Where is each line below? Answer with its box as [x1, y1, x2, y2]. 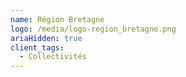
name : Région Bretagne [10, 14, 105, 25]
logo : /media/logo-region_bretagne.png [10, 24, 177, 34]
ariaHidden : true [10, 33, 83, 43]
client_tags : [10, 42, 65, 53]
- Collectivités [19, 52, 87, 62]
